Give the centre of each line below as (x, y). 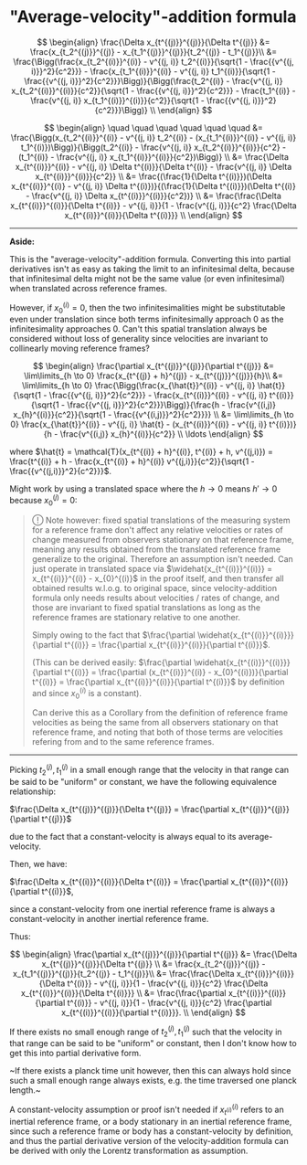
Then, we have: (38, 863)
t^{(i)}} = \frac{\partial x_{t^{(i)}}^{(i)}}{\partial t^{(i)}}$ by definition (158, 682)
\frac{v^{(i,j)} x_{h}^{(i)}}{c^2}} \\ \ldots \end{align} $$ (162, 434)
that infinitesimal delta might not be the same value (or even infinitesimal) (147, 278)
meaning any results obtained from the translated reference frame (156, 549)
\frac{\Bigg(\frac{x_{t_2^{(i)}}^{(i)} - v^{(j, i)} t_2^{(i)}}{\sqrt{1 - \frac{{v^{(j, (153, 61)
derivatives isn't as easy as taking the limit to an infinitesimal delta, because (152, 269)
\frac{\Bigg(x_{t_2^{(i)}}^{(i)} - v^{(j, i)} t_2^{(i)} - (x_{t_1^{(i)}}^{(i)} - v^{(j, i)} (153, 137)
